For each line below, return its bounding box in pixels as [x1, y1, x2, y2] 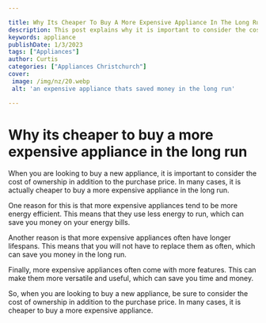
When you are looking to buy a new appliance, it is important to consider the [8, 169, 257, 178]
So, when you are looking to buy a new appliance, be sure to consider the [8, 289, 249, 298]
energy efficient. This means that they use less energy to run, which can [8, 209, 244, 218]
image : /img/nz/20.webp [11, 77, 90, 85]
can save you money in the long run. [8, 250, 127, 260]
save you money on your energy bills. [8, 218, 131, 227]
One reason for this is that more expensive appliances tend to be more [8, 201, 238, 211]
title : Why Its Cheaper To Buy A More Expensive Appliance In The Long [8, 18, 249, 26]
